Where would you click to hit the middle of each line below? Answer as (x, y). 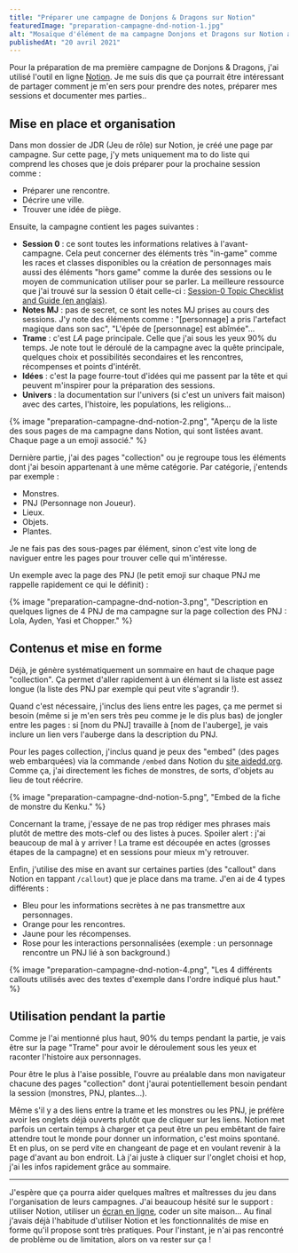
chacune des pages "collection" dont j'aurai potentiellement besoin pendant (148, 1083)
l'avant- (234, 244)
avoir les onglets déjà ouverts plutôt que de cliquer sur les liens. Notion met (147, 1119)
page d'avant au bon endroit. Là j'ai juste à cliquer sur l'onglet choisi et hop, (148, 1157)
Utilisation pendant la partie (87, 1016)
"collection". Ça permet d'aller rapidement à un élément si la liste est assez (146, 679)
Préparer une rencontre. (66, 191)
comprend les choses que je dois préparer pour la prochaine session (135, 164)
